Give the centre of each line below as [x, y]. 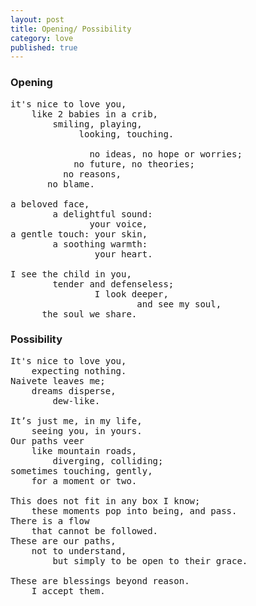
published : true [44, 47]
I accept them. [68, 590]
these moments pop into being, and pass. [134, 510]
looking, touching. [126, 134]
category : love [42, 38]
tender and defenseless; [113, 284]
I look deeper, [131, 294]
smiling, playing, [97, 124]
